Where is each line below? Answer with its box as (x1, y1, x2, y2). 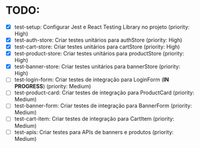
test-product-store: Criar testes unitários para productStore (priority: (14, 50, 184, 57)
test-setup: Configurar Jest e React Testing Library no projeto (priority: (14, 23, 190, 30)
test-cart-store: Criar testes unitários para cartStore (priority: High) (14, 43, 180, 51)
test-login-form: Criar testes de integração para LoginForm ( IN (14, 76, 169, 84)
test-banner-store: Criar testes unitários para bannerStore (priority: (14, 63, 181, 70)
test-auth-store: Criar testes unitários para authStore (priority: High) (14, 36, 183, 44)
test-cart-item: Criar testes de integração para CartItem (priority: (14, 115, 175, 122)
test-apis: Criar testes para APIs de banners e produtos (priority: (14, 128, 174, 135)
